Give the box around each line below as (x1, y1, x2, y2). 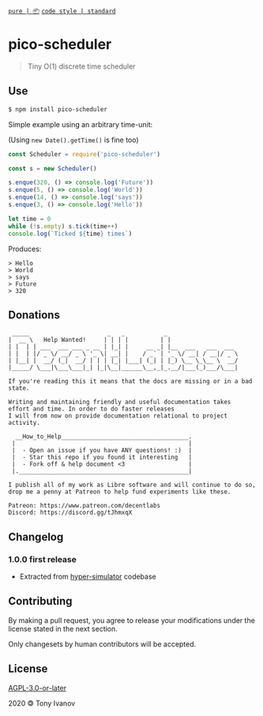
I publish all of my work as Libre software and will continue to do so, (8, 481, 257, 489)
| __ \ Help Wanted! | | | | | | (8, 336, 171, 344)
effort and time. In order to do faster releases (8, 405, 175, 413)
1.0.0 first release (8, 553, 77, 564)
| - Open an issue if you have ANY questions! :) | (11, 447, 193, 455)
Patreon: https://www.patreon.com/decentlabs (8, 502, 160, 510)
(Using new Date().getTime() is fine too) (8, 135, 140, 144)
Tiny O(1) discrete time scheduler (27, 62, 136, 71)
